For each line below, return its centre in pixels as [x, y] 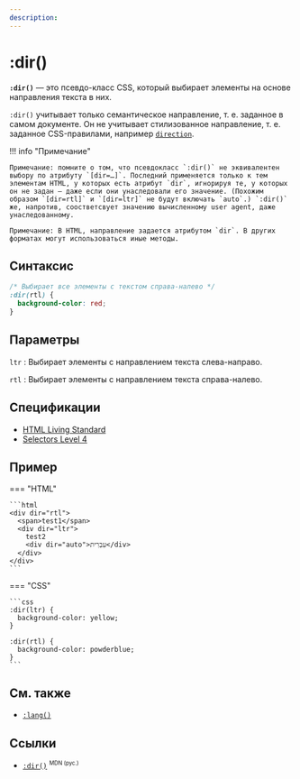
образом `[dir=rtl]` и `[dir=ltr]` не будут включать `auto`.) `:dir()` [149, 199]
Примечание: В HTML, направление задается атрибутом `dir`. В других [143, 231]
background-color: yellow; [68, 619]
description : [34, 18]
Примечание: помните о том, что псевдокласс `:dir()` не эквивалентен [145, 168]
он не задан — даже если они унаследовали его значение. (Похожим [136, 191]
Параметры [45, 340]
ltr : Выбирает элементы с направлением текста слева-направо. [136, 362]
